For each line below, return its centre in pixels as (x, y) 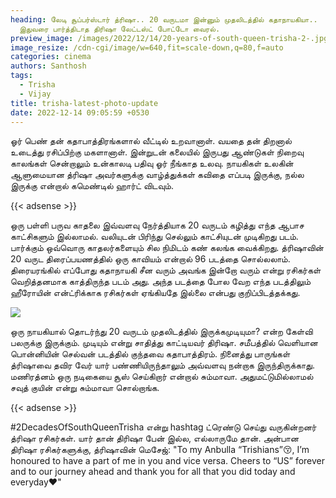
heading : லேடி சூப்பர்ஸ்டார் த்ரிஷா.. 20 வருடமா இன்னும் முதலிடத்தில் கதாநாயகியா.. (164, 19)
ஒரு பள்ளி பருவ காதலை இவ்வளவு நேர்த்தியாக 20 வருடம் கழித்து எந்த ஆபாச (157, 225)
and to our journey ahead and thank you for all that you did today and (153, 472)
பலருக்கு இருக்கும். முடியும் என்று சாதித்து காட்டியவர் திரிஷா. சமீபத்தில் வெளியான (164, 343)
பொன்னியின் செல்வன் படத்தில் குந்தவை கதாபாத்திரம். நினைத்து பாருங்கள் (150, 354)
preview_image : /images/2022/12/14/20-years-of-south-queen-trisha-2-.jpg (169, 38)
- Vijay (35, 94)
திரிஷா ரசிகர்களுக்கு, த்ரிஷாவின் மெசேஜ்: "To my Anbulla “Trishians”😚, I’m (160, 450)
